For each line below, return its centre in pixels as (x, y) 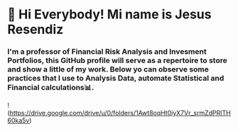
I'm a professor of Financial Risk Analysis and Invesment (107, 52)
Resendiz (36, 29)
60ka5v (18, 120)
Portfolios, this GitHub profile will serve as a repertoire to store (117, 61)
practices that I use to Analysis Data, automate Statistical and (116, 79)
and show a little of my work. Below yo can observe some (108, 69)
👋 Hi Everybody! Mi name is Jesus (109, 15)
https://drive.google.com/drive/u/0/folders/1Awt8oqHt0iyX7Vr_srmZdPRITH (120, 113)
